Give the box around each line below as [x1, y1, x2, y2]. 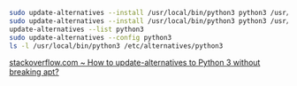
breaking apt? [9, 66, 59, 77]
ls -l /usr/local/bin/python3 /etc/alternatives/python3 [9, 41, 224, 51]
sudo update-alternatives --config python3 [9, 33, 172, 42]
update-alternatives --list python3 [9, 25, 144, 34]
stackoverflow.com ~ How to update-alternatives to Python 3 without [9, 58, 261, 68]
